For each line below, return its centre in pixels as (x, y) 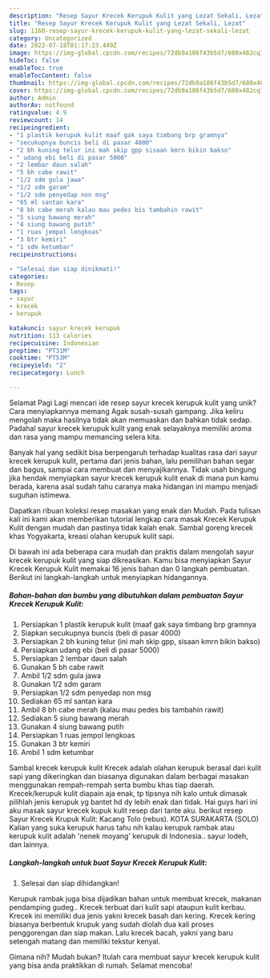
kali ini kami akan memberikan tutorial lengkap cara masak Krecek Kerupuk (133, 519)
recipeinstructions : (44, 254)
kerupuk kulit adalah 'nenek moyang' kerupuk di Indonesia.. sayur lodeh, (129, 836)
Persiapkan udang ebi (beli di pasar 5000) (90, 650)
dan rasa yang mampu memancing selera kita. (85, 436)
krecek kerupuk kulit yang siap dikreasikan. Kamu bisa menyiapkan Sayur (130, 560)
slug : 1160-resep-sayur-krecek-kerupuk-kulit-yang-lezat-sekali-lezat (129, 30)
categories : (29, 276)
